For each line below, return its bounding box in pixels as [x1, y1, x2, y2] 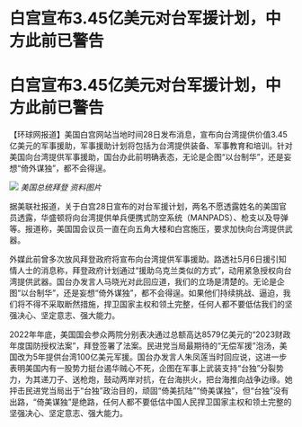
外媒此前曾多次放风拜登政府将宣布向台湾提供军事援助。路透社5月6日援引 [9, 254, 279, 265]
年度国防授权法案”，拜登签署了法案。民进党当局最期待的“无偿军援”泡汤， [9, 341, 280, 351]
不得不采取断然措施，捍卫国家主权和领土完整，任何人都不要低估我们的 [24, 298, 285, 310]
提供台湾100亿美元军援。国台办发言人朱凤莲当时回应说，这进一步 [45, 351, 288, 362]
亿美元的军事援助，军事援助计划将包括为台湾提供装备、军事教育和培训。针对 [9, 140, 293, 151]
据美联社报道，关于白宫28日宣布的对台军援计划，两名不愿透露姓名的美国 [9, 201, 280, 212]
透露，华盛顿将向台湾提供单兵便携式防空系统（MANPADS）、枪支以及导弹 [16, 212, 289, 223]
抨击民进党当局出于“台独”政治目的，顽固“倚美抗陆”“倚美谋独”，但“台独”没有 [9, 386, 289, 396]
